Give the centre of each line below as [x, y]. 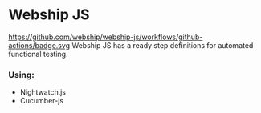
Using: [21, 75]
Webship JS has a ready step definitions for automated [163, 45]
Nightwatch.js [43, 92]
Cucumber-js [42, 101]
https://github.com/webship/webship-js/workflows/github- [106, 37]
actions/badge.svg [39, 45]
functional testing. [38, 54]
